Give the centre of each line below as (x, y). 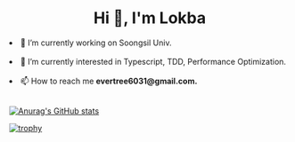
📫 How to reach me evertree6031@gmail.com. (109, 81)
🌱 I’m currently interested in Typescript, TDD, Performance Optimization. (154, 61)
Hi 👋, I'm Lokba (150, 18)
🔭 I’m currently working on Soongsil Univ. (96, 43)
